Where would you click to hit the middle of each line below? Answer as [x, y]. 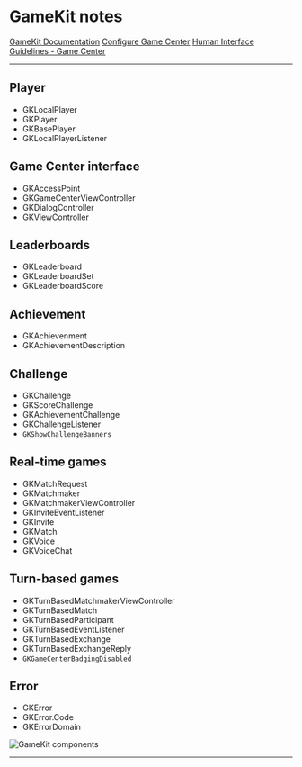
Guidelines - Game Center [58, 50]
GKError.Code [48, 717]
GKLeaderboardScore [63, 286]
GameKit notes [66, 17]
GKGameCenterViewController [79, 198]
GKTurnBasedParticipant [68, 619]
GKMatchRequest [55, 483]
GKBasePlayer [49, 129]
